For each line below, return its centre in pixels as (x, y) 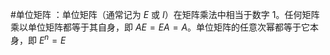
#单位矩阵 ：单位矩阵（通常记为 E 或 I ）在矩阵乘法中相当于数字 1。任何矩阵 (165, 14)
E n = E (52, 39)
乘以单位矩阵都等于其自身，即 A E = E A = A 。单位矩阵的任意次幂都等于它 (160, 27)
